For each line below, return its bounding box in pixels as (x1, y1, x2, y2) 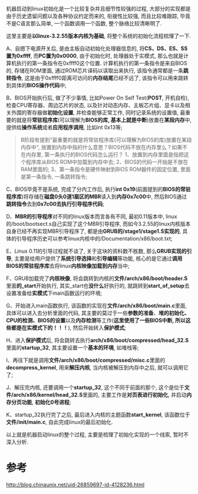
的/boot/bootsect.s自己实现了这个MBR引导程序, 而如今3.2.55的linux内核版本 (6, 220, 191, 227)
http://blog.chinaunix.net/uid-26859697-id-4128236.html (6, 481, 145, 488)
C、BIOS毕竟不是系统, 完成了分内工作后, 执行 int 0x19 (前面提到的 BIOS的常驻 (6, 186, 191, 193)
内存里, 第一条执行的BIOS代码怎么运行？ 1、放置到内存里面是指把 (25, 151, 184, 158)
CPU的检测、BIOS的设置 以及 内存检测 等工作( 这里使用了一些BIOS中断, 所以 (6, 317, 186, 324)
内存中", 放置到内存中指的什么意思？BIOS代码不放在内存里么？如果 (20, 144, 183, 150)
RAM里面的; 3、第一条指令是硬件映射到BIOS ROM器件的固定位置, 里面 (20, 166, 191, 173)
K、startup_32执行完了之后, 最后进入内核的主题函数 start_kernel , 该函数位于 (6, 411, 190, 418)
